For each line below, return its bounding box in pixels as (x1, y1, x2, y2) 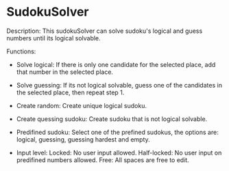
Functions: (6, 47, 36, 55)
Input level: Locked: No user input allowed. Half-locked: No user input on (16, 148, 222, 157)
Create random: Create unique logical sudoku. (16, 101, 147, 109)
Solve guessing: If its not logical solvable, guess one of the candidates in (16, 81, 222, 89)
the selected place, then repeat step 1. (16, 88, 125, 96)
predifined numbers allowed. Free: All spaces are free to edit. (16, 155, 189, 164)
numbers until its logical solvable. (6, 34, 101, 42)
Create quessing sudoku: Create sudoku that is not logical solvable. (16, 114, 208, 123)
